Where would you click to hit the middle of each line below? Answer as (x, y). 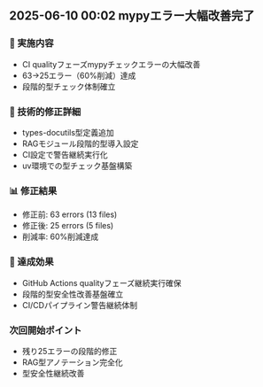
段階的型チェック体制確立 (69, 86)
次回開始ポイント (46, 330)
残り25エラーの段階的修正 (70, 351)
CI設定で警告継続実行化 (65, 154)
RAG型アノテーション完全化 (72, 362)
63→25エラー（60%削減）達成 (79, 75)
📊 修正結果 (33, 190)
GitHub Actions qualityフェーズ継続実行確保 (101, 283)
